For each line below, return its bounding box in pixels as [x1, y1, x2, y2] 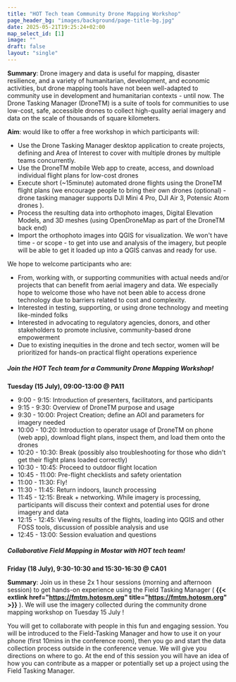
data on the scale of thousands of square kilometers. [7, 113, 161, 122]
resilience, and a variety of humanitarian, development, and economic [7, 76, 210, 85]
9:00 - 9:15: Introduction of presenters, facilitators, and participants [17, 395, 213, 404]
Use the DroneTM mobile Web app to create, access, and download [17, 163, 214, 172]
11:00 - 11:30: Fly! [17, 478, 68, 486]
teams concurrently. [17, 156, 76, 164]
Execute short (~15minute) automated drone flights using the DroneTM [17, 178, 223, 187]
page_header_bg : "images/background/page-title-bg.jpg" [7, 17, 175, 24]
